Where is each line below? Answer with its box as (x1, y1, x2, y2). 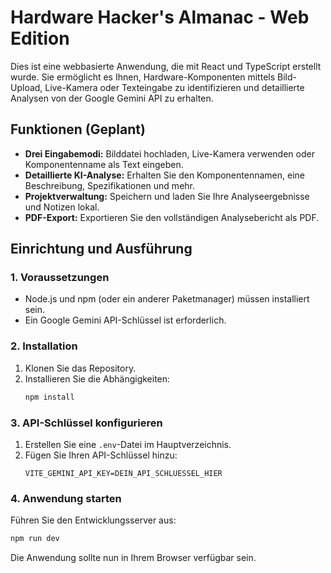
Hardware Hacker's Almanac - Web (10, 6, 310, 29)
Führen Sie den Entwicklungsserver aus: (10, 514, 177, 526)
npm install (24, 392, 75, 402)
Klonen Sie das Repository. (24, 362, 137, 374)
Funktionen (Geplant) (10, 121, 146, 138)
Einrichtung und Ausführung (10, 241, 193, 258)
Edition (10, 27, 70, 50)
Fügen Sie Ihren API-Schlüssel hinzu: (24, 449, 178, 461)
